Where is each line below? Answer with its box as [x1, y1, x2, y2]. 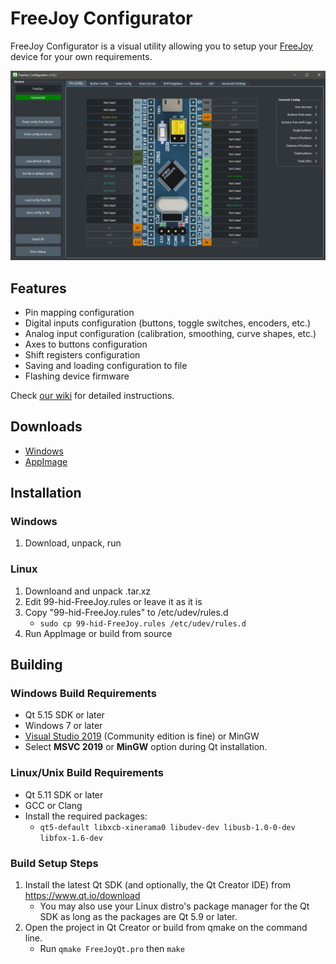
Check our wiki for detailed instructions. [10, 389, 175, 401]
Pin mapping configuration [24, 306, 135, 318]
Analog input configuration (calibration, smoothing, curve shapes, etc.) [24, 327, 317, 339]
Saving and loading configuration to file [24, 359, 188, 371]
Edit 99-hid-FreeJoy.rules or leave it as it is [24, 595, 203, 607]
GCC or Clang [24, 799, 83, 811]
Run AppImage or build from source [24, 627, 173, 639]
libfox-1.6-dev [39, 833, 103, 843]
